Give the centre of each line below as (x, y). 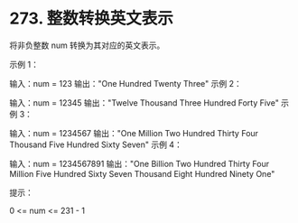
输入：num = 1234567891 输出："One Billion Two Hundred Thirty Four (139, 163)
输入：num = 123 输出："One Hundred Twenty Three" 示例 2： (126, 83)
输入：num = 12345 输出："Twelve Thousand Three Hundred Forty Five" (144, 102)
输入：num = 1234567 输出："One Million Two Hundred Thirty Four (134, 133)
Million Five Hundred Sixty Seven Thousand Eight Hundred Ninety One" (142, 173)
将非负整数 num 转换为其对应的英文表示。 (87, 45)
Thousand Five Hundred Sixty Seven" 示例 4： (96, 144)
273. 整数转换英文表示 (92, 19)
